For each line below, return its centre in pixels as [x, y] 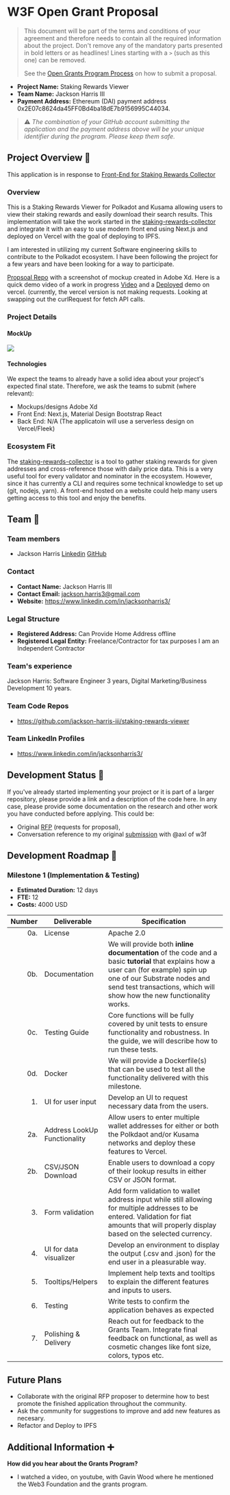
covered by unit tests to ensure [158, 1024]
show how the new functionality [159, 996]
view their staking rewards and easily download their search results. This [110, 215]
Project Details [32, 317]
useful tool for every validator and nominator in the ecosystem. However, [110, 476]
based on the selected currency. [160, 1234]
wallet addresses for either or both [163, 1126]
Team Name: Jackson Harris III [61, 94]
